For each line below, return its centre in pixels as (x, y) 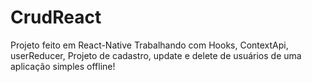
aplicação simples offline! (63, 66)
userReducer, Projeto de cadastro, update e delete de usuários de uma (156, 55)
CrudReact (56, 17)
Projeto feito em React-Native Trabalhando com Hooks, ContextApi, (149, 45)
